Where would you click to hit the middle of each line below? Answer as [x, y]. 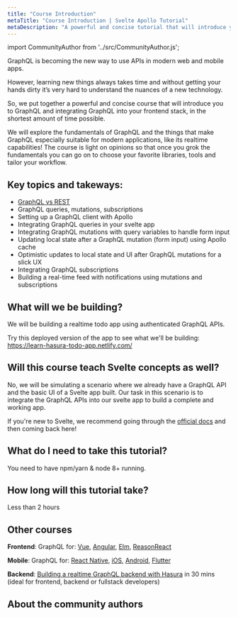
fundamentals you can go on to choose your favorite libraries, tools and [112, 155]
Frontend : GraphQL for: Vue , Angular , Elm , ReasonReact [90, 547]
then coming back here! [42, 428]
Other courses [40, 529]
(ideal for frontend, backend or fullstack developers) [84, 582]
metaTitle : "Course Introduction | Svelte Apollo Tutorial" [98, 21]
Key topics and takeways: [65, 185]
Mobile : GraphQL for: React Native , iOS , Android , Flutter [89, 560]
